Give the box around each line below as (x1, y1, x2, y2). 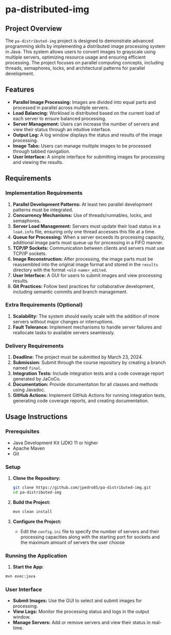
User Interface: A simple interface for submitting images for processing (12, 153, 165, 160)
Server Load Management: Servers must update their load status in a (12, 223, 161, 229)
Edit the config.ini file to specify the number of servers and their (20, 528, 160, 534)
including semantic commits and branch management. (12, 288, 128, 295)
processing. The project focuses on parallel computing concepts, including (5, 60, 164, 65)
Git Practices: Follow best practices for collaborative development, (12, 283, 155, 289)
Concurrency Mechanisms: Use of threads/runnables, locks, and (12, 212, 152, 218)
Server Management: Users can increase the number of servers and (12, 121, 159, 127)
